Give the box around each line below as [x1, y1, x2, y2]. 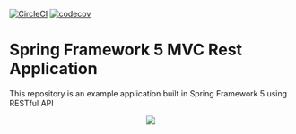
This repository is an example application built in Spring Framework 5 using [9, 88, 288, 98]
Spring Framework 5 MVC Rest [9, 40, 243, 60]
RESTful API [9, 97, 54, 108]
